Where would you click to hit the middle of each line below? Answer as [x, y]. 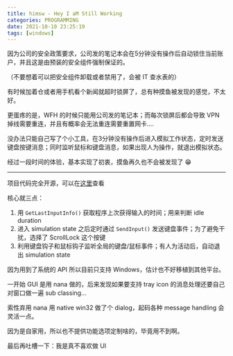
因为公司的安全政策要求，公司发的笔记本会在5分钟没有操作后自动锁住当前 [112, 53]
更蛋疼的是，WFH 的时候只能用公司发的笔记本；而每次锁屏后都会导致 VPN [113, 115]
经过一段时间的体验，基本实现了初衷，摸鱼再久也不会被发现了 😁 [100, 162]
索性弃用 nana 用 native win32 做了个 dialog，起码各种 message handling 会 [116, 308]
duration [29, 221]
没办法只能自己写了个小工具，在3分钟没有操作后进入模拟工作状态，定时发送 [115, 139]
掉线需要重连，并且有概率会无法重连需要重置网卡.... [81, 124]
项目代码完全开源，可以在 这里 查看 [56, 183]
